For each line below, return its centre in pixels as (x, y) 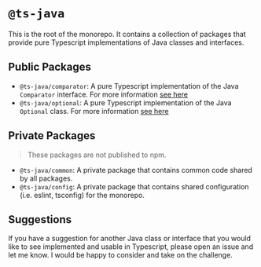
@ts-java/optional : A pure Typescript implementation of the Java (125, 102)
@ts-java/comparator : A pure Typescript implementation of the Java (129, 86)
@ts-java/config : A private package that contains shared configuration (134, 186)
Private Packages (52, 136)
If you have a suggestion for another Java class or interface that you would (130, 239)
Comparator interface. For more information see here (104, 94)
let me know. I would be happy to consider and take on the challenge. (121, 255)
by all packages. (46, 178)
